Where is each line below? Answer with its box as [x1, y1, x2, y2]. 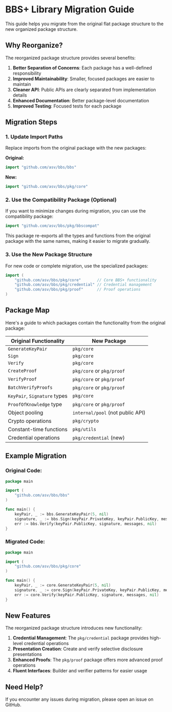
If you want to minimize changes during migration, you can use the [5, 208, 146, 214]
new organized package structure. [5, 26, 78, 32]
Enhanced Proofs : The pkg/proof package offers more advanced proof [12, 657, 163, 663]
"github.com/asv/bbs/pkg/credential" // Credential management [14, 282, 153, 288]
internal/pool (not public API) [72, 409, 146, 416]
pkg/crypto [72, 418, 99, 424]
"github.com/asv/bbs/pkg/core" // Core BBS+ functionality [14, 277, 157, 282]
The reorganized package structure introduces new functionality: [5, 625, 143, 631]
